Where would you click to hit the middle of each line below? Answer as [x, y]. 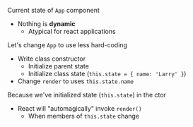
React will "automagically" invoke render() [80, 108]
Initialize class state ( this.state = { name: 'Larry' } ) [107, 74]
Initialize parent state [59, 66]
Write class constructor [52, 59]
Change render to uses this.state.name [76, 81]
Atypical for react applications [72, 31]
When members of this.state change [84, 116]
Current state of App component [54, 10]
